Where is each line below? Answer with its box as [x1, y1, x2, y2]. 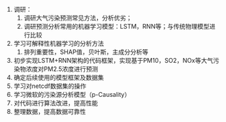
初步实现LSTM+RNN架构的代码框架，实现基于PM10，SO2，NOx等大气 [13, 57, 214, 64]
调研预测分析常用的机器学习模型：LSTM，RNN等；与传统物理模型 [23, 22, 210, 30]
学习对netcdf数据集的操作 [13, 82, 87, 90]
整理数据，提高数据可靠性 [13, 108, 86, 115]
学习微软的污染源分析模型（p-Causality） [13, 91, 131, 98]
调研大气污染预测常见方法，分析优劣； [23, 14, 132, 22]
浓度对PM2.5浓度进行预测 [25, 65, 99, 73]
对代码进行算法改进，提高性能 [13, 99, 98, 107]
